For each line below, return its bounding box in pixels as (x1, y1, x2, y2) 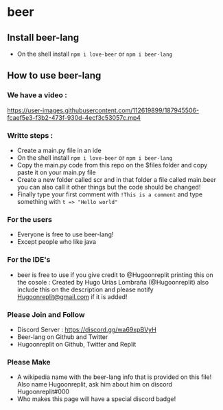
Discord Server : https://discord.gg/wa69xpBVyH (16, 325, 156, 334)
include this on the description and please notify (16, 285, 154, 294)
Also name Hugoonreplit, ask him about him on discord (16, 380, 173, 389)
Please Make (7, 357, 51, 367)
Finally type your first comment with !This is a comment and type (16, 190, 203, 198)
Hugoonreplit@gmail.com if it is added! (16, 292, 128, 300)
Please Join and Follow (7, 309, 85, 319)
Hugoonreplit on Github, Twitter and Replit (16, 340, 137, 348)
